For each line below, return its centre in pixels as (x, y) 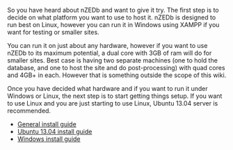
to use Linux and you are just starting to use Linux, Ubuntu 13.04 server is (113, 103)
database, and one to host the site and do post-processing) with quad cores (116, 68)
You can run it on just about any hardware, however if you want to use (107, 45)
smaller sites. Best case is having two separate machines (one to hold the (112, 60)
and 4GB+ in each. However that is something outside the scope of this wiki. (117, 75)
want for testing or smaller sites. (53, 32)
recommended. (29, 111)
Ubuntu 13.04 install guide (55, 132)
